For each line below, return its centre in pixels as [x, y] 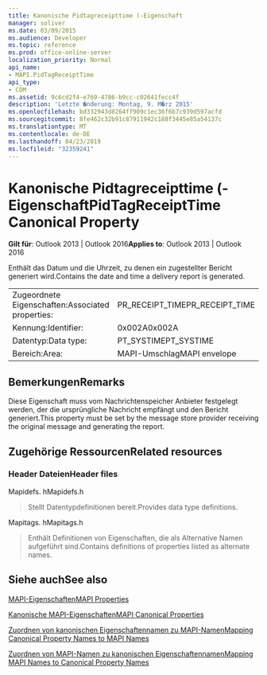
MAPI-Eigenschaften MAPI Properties [69, 599]
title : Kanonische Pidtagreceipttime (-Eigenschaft [95, 16]
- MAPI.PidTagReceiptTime [51, 75]
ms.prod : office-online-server [60, 53]
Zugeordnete [37, 295]
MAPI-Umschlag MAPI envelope [177, 353]
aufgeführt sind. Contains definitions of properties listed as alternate [139, 546]
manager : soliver [37, 23]
